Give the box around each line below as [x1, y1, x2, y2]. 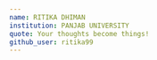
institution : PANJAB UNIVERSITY [9, 21, 129, 30]
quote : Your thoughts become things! [9, 29, 150, 38]
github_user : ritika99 [9, 37, 94, 47]
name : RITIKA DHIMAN [9, 12, 87, 22]
